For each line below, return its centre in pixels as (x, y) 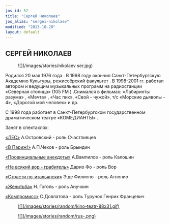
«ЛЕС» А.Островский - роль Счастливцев (51, 137)
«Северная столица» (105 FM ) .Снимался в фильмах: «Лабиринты (78, 91)
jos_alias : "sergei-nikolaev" (37, 21)
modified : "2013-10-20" (31, 27)
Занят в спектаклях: (27, 127)
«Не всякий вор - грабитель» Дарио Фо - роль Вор (61, 167)
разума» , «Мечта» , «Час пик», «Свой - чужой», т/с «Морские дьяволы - (85, 97)
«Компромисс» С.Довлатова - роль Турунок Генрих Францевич (75, 196)
